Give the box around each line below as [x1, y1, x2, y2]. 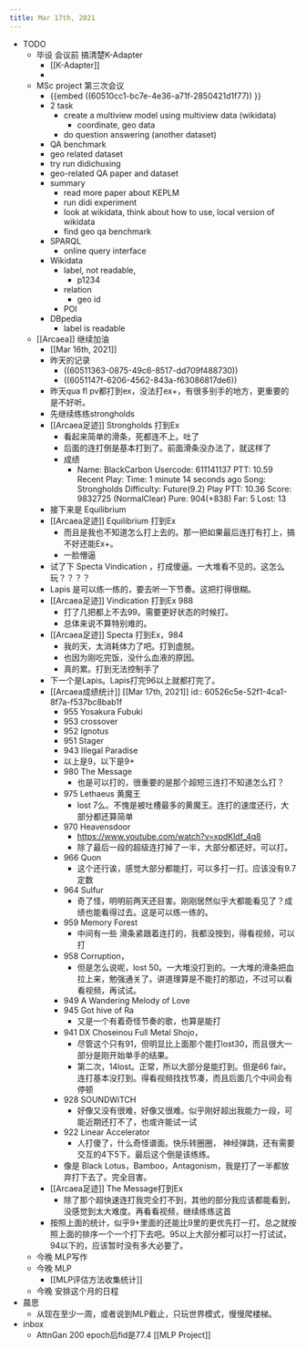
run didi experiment [63, 197, 138, 208]
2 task [49, 99, 74, 110]
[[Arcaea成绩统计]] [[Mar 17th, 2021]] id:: [49, 685, 203, 697]
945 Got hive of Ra [63, 1004, 135, 1015]
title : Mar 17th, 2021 [9, 13, 96, 23]
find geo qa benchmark [63, 225, 152, 237]
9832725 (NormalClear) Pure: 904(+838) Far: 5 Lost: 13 [76, 493, 287, 504]
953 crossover [63, 716, 118, 726]
